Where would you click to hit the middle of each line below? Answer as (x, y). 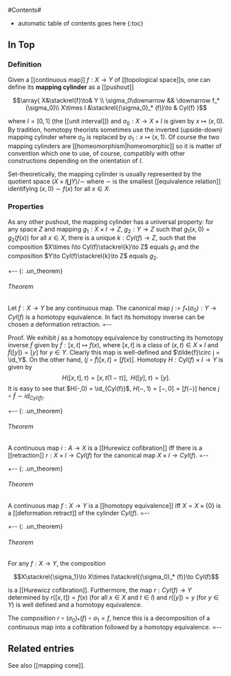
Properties (26, 207)
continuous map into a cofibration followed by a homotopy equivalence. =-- (115, 627)
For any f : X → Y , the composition (57, 564)
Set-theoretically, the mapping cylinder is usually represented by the (104, 174)
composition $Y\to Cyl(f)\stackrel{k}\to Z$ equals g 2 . (83, 256)
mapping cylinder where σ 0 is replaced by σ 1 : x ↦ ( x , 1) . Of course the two (113, 138)
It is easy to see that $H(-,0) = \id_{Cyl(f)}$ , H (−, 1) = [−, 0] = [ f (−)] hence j (114, 388)
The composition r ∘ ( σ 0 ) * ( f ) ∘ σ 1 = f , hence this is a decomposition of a (109, 619)
